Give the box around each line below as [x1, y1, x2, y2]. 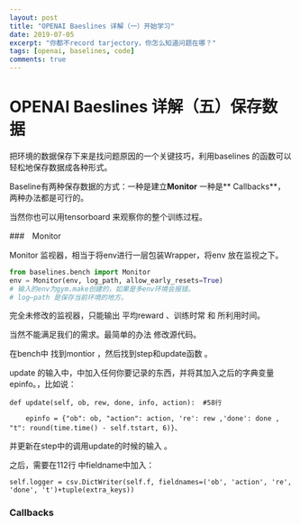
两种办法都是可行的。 [9, 192, 88, 203]
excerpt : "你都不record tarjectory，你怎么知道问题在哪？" [9, 38, 216, 48]
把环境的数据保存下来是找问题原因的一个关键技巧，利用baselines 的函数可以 [9, 150, 292, 161]
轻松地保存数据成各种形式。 [9, 161, 113, 172]
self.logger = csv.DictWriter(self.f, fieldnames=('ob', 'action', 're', [9, 478, 293, 487]
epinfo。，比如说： [9, 379, 77, 390]
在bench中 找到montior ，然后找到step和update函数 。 [9, 348, 214, 359]
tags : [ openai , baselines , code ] [9, 47, 135, 56]
